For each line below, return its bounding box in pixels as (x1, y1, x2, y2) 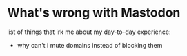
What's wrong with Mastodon (7, 5, 181, 21)
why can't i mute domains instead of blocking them (17, 41, 163, 49)
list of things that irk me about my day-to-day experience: (7, 28, 171, 36)
